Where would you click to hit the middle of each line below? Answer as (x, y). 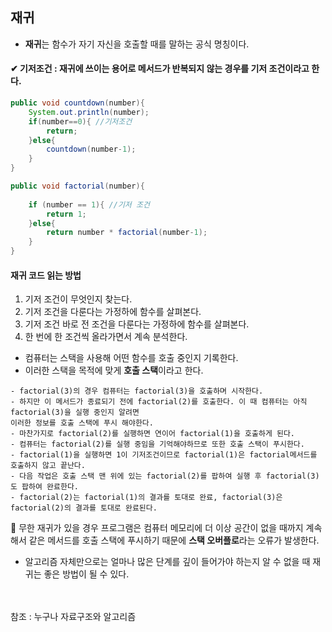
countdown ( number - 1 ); (91, 149)
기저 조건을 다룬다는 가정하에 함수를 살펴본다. (113, 312)
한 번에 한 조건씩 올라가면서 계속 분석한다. (106, 337)
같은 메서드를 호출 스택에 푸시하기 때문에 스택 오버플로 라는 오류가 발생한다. (174, 540)
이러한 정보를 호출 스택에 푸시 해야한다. (82, 423)
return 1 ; (66, 214)
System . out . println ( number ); (89, 112)
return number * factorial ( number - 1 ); (127, 233)
